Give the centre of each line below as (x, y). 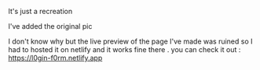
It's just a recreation (40, 11)
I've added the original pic (50, 26)
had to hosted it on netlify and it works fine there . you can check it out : (125, 49)
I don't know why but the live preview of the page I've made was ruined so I (130, 41)
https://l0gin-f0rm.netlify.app (55, 58)
